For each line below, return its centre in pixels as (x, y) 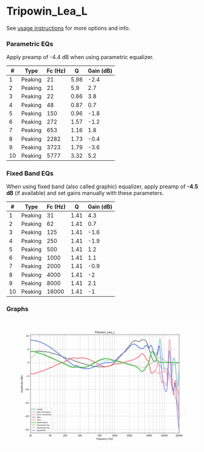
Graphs (17, 309)
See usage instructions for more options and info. (69, 28)
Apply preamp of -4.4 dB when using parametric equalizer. (80, 57)
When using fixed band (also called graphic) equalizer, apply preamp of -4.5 (102, 186)
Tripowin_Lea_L (47, 11)
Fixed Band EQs (30, 173)
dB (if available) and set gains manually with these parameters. (85, 193)
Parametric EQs (30, 44)
